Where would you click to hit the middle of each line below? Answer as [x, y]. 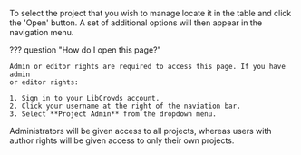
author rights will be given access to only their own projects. [122, 140]
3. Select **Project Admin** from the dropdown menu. [113, 114]
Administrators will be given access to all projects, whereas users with [141, 131]
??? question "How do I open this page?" [85, 50]
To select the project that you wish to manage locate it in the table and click [150, 13]
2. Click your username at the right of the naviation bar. [126, 106]
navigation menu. [42, 32]
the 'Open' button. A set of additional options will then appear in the [136, 23]
